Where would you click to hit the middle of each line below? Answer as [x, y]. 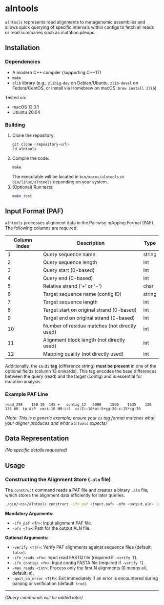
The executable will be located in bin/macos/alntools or [68, 176]
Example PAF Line [27, 394]
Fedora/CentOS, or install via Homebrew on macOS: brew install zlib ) [84, 88]
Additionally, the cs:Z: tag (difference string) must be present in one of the [81, 366]
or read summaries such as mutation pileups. [51, 32]
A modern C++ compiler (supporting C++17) [57, 72]
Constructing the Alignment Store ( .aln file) [58, 479]
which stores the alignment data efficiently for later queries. [65, 495]
